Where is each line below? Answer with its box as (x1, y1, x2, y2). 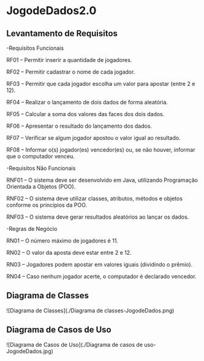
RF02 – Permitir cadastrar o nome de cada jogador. (6, 68, 135, 76)
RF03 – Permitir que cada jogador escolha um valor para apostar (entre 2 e (6, 80, 195, 87)
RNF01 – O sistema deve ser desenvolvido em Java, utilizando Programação (6, 176, 198, 184)
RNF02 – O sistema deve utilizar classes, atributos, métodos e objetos (6, 195, 183, 202)
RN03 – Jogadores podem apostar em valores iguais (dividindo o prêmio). (6, 261, 193, 268)
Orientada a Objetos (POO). (6, 183, 76, 190)
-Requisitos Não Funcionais (6, 165, 76, 172)
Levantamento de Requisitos (6, 28, 118, 39)
